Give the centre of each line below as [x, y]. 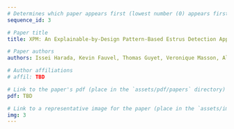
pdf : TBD [20, 96]
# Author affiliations [40, 71]
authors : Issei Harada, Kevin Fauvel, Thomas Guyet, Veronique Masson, [113, 58]
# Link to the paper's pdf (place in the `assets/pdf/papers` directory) [117, 89]
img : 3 [17, 115]
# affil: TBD [26, 77]
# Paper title [28, 33]
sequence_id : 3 [29, 20]
